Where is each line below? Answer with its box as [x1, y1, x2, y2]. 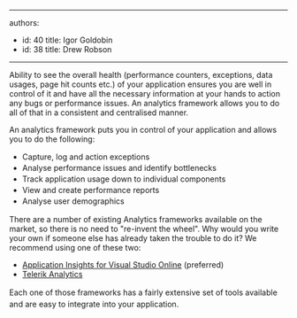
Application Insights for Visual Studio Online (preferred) [21, 260, 225, 270]
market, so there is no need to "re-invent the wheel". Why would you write [9, 223, 279, 234]
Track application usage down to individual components [21, 174, 226, 184]
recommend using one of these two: [9, 243, 141, 252]
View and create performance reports [21, 185, 160, 195]
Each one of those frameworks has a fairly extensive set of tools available [9, 287, 278, 298]
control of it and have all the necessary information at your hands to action [9, 89, 281, 98]
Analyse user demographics [21, 196, 126, 206]
